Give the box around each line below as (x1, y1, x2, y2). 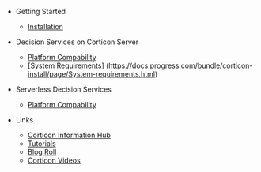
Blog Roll (27, 148, 57, 156)
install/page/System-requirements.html (27, 69, 156, 78)
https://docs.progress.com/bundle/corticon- (108, 61, 253, 70)
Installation (27, 22, 63, 31)
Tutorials (27, 139, 57, 148)
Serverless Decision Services (15, 84, 112, 94)
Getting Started (15, 7, 66, 16)
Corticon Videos (27, 155, 81, 165)
